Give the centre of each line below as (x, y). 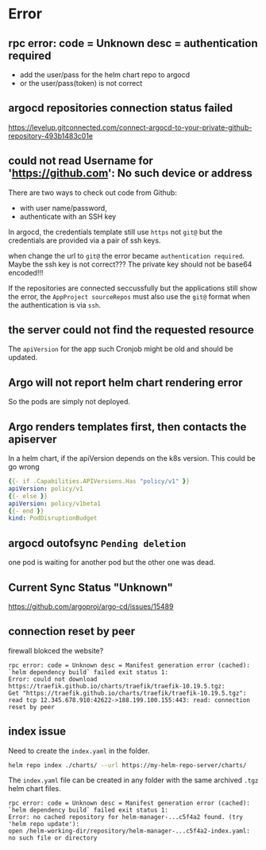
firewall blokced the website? (56, 650)
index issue (37, 732)
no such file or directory (53, 838)
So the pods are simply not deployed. (69, 402)
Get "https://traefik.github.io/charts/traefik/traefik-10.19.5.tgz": (127, 693)
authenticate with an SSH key (68, 216)
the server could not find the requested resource (131, 330)
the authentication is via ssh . (55, 305)
